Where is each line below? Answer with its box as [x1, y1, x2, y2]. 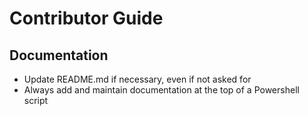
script [23, 95, 49, 106]
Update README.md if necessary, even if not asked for [23, 73, 252, 85]
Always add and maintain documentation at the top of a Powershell [23, 84, 300, 96]
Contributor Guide [9, 7, 164, 30]
